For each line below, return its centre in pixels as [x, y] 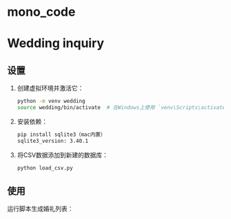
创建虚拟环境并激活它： [50, 88]
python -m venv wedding [51, 101]
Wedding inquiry [56, 44]
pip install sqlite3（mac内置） [61, 135]
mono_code [41, 12]
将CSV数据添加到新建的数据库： [63, 154]
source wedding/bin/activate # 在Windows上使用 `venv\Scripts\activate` [123, 108]
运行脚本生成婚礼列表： [40, 209]
